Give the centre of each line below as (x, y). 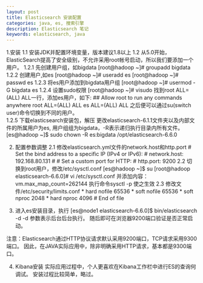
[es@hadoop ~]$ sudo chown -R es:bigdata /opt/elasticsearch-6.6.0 (92, 135)
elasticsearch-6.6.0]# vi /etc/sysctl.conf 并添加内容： (82, 177)
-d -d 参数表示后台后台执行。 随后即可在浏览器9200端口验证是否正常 (101, 218)
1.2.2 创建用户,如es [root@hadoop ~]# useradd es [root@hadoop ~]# (92, 75)
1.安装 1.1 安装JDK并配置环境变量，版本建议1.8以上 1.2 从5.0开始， (88, 53)
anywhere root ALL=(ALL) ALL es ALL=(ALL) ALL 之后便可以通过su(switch (99, 105)
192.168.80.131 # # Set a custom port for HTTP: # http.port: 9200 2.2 (100, 161)
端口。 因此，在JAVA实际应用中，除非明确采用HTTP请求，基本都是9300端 (99, 246)
